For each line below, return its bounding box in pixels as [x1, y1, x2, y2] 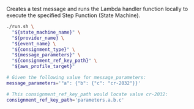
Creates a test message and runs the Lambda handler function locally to [6, 6, 188, 12]
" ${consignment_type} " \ [12, 46, 75, 53]
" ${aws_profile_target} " [12, 64, 75, 70]
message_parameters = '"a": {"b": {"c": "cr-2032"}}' [6, 80, 141, 86]
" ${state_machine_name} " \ [12, 29, 81, 36]
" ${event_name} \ [12, 40, 56, 47]
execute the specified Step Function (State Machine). [6, 12, 141, 19]
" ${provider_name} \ [12, 35, 64, 41]
